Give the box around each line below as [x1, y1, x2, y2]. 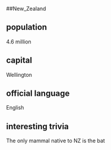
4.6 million [6, 38, 31, 45]
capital [6, 55, 33, 65]
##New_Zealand [6, 5, 46, 12]
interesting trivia [6, 121, 69, 132]
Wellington [6, 71, 33, 78]
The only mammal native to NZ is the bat [6, 137, 105, 145]
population [6, 22, 47, 32]
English [6, 104, 24, 111]
